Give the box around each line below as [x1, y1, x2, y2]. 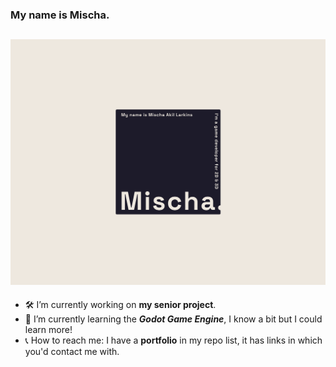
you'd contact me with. [24, 346, 120, 357]
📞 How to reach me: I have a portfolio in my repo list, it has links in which [24, 334, 323, 346]
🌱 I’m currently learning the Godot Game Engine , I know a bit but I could [24, 313, 323, 325]
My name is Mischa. [10, 8, 110, 22]
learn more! [24, 324, 73, 335]
